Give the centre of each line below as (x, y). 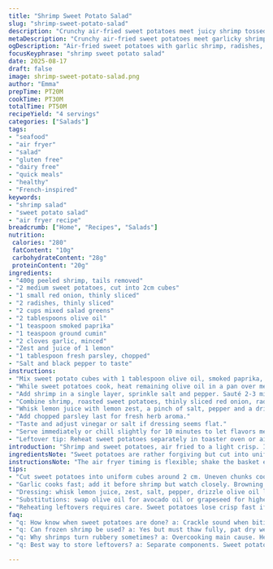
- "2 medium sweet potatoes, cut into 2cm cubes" (94, 288)
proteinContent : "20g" (50, 265)
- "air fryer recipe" (45, 220)
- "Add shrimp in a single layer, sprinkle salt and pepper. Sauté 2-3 (132, 394)
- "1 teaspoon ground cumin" (58, 333)
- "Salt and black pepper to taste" (70, 364)
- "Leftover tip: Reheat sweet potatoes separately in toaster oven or (132, 439)
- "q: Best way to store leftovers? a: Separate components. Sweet (125, 545)
